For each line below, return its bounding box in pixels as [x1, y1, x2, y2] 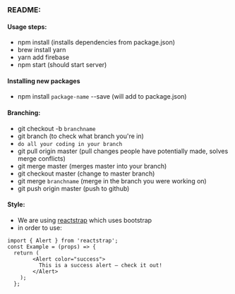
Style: [7, 200, 25, 209]
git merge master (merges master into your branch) [17, 161, 167, 170]
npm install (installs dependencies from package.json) [17, 38, 175, 47]
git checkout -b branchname [17, 124, 96, 133]
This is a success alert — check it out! [38, 262, 162, 269]
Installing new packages [7, 76, 80, 85]
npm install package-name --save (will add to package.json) [17, 92, 187, 101]
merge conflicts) [17, 154, 66, 163]
